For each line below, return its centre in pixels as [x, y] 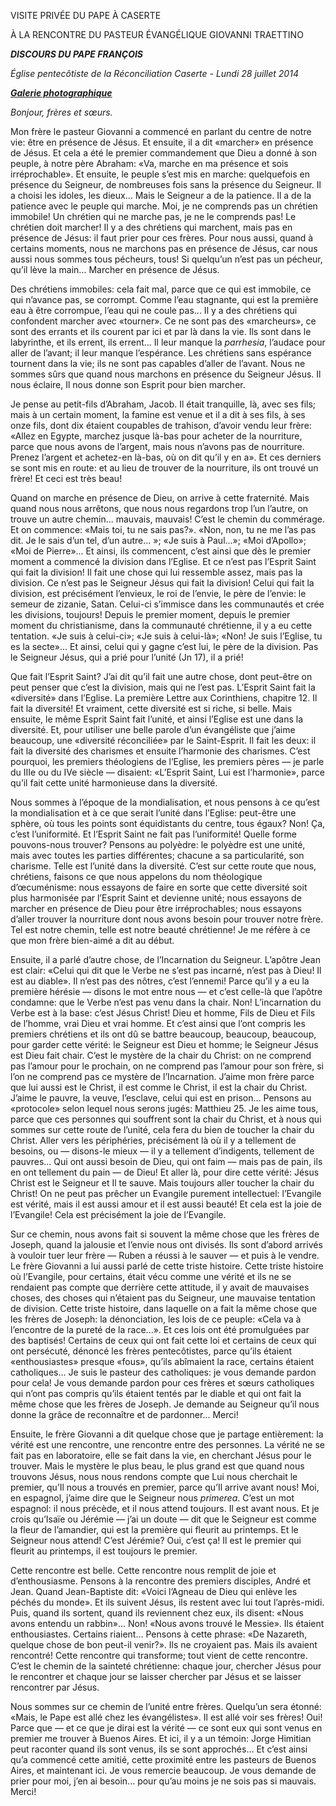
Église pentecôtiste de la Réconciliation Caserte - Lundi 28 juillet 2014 [154, 73]
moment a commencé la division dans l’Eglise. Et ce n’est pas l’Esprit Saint [163, 561]
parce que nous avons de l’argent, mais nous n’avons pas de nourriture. [157, 446]
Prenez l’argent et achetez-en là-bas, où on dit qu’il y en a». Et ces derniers [166, 457]
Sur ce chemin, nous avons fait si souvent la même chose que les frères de [165, 1234]
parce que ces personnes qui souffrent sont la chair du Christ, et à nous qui [166, 1119]
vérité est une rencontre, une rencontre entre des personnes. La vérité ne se [168, 1444]
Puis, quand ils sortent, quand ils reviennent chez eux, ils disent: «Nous [157, 1613]
